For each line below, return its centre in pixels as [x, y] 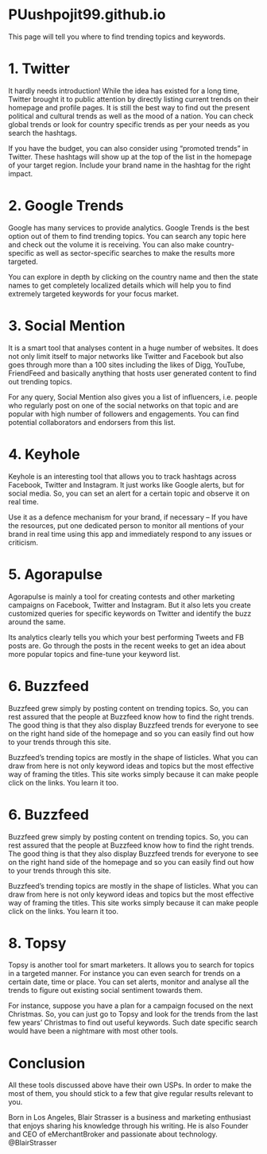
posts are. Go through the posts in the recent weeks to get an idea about [127, 646]
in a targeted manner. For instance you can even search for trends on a [124, 974]
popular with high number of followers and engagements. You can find [124, 414]
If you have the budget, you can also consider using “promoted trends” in [128, 148]
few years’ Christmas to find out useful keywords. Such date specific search [133, 1023]
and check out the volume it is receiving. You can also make [106, 245]
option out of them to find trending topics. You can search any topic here [127, 236]
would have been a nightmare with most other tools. [93, 1031]
